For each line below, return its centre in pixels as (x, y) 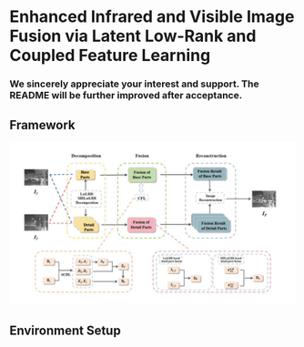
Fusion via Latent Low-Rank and (133, 36)
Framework (42, 125)
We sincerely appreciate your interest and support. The (134, 84)
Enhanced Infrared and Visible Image (152, 17)
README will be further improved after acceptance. (126, 96)
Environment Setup (65, 330)
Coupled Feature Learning (110, 56)
